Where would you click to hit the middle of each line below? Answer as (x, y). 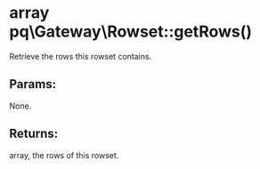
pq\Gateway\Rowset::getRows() (130, 32)
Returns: (34, 134)
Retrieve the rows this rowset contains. (81, 56)
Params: (32, 84)
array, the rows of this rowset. (64, 155)
